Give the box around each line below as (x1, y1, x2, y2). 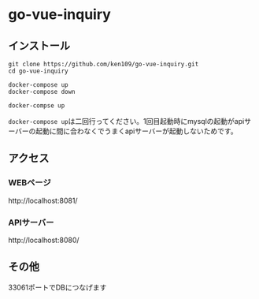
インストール (8, 39, 71, 52)
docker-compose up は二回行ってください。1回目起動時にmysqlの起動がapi (8, 117, 245, 125)
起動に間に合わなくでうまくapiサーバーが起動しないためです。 (35, 126, 238, 136)
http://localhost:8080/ (8, 235, 80, 245)
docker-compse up (8, 102, 65, 110)
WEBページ (8, 178, 51, 189)
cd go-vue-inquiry (8, 67, 68, 75)
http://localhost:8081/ (8, 196, 78, 205)
